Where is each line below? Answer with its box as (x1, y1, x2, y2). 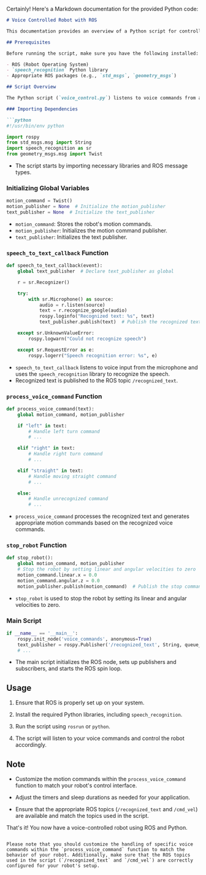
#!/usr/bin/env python (6, 123, 64, 129)
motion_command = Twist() (6, 198, 72, 204)
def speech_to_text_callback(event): (6, 263, 103, 269)
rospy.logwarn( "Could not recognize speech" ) (28, 336, 147, 342)
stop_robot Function (6, 541, 67, 550)
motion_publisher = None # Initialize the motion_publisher (6, 204, 166, 210)
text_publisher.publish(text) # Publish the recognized (39, 319, 188, 325)
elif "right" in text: (17, 445, 75, 452)
